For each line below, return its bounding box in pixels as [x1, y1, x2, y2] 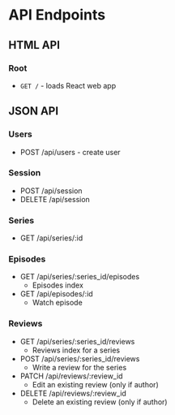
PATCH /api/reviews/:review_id [19, 371, 123, 381]
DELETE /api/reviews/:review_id [19, 388, 127, 398]
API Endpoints [8, 6, 106, 24]
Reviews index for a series [32, 345, 120, 355]
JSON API [8, 104, 59, 119]
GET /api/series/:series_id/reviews [19, 336, 135, 346]
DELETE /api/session [19, 194, 91, 204]
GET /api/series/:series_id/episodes [19, 272, 140, 282]
